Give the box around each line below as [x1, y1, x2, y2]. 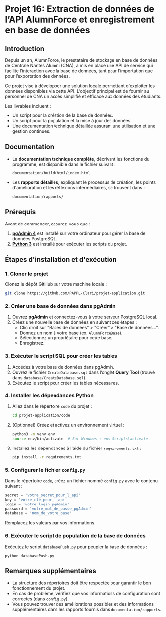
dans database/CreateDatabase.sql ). [12, 374, 87, 380]
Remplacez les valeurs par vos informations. [5, 520, 96, 526]
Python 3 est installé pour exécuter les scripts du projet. [12, 241, 127, 247]
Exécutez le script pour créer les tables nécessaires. [12, 380, 119, 386]
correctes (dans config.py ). [12, 596, 69, 602]
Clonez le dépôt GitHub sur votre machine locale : [5, 281, 107, 287]
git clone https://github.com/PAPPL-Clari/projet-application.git [5, 291, 145, 296]
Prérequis [5, 208, 36, 216]
